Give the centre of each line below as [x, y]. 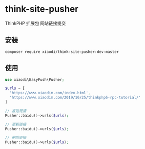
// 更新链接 [16, 124]
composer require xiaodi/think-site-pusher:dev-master [62, 52]
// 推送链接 [16, 111]
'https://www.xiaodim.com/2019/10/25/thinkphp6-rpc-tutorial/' [75, 98]
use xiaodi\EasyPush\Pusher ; [35, 79]
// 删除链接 [16, 138]
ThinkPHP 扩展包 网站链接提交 [35, 23]
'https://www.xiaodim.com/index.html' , [50, 93]
